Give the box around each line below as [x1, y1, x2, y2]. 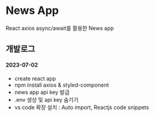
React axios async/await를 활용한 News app [5, 24, 114, 32]
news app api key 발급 [14, 89, 70, 96]
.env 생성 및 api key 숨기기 [14, 96, 79, 103]
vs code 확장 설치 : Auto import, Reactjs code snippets [14, 104, 150, 111]
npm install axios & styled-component [14, 81, 110, 89]
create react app [14, 75, 56, 82]
